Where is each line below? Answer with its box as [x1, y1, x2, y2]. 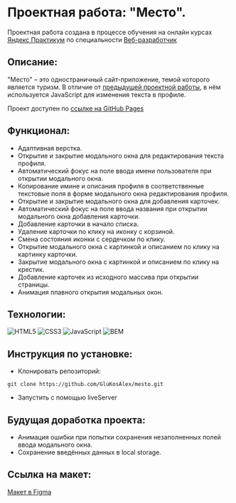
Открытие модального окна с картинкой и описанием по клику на [17, 242, 220, 250]
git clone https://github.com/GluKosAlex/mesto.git [7, 381, 163, 388]
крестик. [17, 265, 45, 273]
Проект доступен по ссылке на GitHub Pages [7, 104, 144, 113]
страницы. [17, 280, 50, 289]
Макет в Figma [7, 487, 52, 496]
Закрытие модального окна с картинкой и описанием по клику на [17, 258, 219, 266]
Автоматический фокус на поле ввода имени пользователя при [17, 166, 212, 175]
